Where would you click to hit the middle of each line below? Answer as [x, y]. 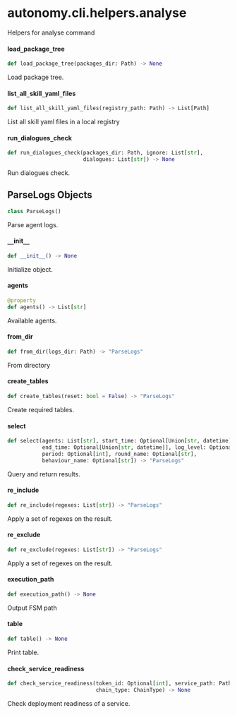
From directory [29, 365]
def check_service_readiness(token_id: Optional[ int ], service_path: [112, 684]
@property [22, 301]
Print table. [23, 652]
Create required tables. [41, 409]
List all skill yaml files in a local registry [63, 122]
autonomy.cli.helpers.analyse [97, 13]
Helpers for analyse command [51, 32]
